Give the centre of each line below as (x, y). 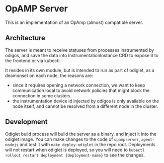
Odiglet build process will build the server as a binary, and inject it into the (81, 134)
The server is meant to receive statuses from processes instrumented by (80, 50)
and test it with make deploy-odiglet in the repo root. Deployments (87, 144)
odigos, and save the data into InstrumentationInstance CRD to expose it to (82, 55)
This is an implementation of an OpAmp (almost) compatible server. (74, 22)
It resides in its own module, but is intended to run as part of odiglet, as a (80, 70)
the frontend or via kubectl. (33, 61)
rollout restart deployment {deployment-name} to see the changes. (75, 155)
